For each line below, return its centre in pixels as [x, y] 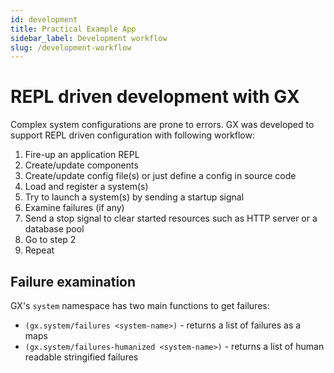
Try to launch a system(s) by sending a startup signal [134, 197]
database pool [54, 229]
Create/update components [81, 165]
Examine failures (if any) [74, 208]
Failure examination [73, 281]
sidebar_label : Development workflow [89, 38]
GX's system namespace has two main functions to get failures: [140, 305]
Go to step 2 [50, 240]
